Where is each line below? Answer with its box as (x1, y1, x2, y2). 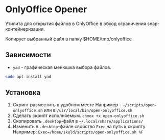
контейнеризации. (5, 26, 45, 32)
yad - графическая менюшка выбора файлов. (12, 64, 111, 70)
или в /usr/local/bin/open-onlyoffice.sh (43, 107, 133, 113)
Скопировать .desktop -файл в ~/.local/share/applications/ (12, 118, 144, 124)
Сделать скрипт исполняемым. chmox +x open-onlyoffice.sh (12, 112, 145, 119)
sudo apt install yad (5, 74, 52, 79)
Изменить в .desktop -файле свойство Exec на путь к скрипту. (12, 124, 147, 130)
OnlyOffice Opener (5, 4, 87, 15)
